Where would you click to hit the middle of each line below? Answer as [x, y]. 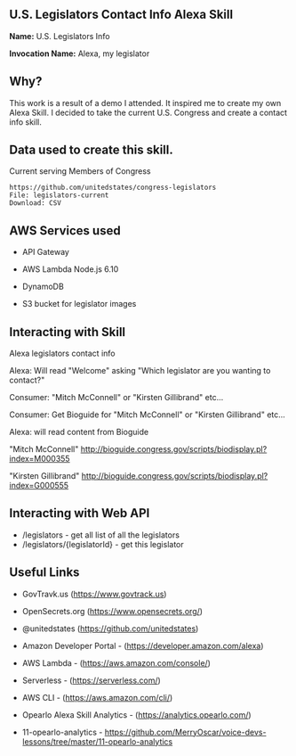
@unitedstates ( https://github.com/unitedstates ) [110, 629]
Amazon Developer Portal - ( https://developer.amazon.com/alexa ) [143, 645]
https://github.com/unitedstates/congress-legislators [113, 188]
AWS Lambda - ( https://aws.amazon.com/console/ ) [116, 662]
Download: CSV [36, 203]
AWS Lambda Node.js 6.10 [70, 269]
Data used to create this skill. [91, 150]
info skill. [26, 122]
